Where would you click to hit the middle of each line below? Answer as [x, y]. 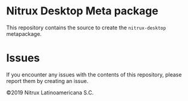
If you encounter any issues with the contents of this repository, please [94, 74]
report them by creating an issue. [47, 81]
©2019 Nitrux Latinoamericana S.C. [50, 92]
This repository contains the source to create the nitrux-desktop [86, 27]
